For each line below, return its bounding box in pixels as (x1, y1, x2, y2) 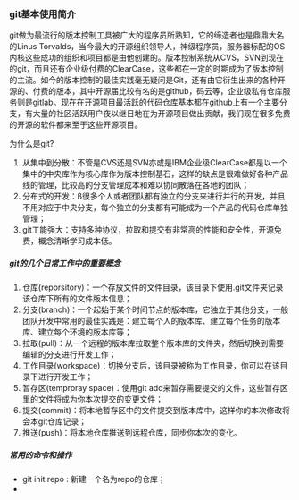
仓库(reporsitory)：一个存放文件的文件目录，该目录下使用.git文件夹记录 (21, 282, 284, 292)
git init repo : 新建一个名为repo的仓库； (21, 474, 167, 485)
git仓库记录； (37, 416, 87, 427)
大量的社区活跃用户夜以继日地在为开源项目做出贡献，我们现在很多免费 (32, 108, 291, 119)
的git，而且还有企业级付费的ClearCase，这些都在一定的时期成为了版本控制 (9, 64, 284, 74)
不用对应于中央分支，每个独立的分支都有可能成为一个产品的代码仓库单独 (21, 202, 288, 213)
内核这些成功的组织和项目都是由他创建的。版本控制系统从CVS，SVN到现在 (9, 52, 285, 64)
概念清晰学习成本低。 (37, 235, 117, 247)
